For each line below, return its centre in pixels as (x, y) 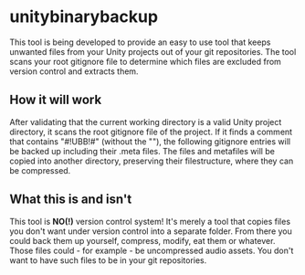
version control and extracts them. (74, 71)
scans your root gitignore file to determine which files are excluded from (145, 61)
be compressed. (40, 170)
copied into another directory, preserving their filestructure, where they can (152, 161)
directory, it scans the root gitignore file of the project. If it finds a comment (151, 132)
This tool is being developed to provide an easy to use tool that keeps (140, 42)
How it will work (56, 100)
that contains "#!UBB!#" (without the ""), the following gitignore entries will (150, 141)
